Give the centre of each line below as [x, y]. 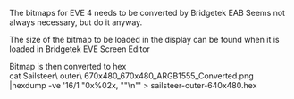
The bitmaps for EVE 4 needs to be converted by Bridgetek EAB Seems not [147, 13]
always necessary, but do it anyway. [76, 22]
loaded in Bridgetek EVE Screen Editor [80, 49]
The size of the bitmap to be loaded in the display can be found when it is [144, 40]
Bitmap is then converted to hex [68, 66]
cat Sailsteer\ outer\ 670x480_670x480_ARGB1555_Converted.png [132, 76]
